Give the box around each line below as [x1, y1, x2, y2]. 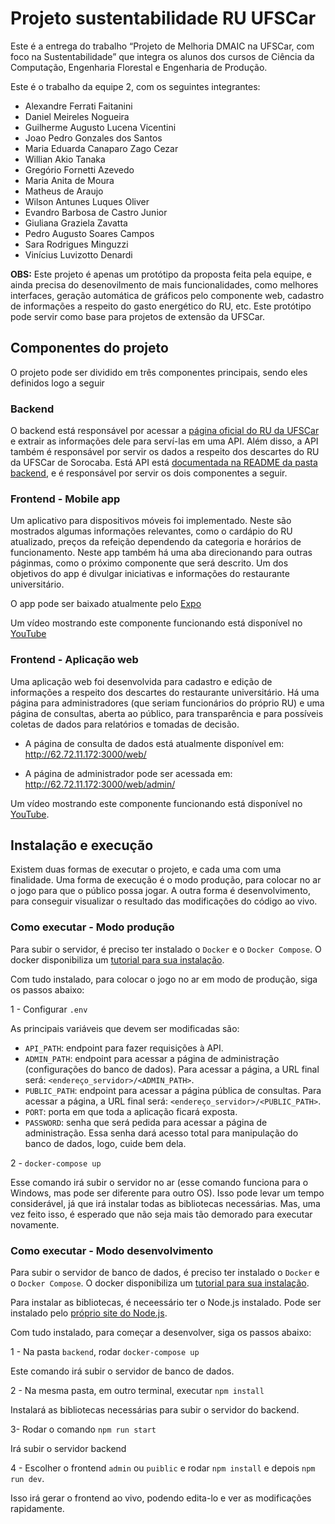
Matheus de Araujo [24, 185, 104, 197]
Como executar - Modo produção [10, 920, 175, 934]
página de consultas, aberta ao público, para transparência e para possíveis [10, 707, 324, 719]
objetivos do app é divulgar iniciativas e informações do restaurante [10, 568, 290, 580]
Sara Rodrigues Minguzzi [24, 238, 129, 250]
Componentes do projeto [10, 340, 169, 357]
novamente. [10, 1218, 60, 1231]
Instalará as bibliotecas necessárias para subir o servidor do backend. [10, 1404, 300, 1416]
